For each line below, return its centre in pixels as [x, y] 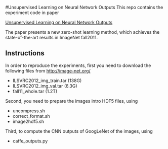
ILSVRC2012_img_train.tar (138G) [47, 81]
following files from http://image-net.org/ [48, 70]
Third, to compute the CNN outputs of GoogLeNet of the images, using [79, 131]
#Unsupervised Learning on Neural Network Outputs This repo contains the [84, 7]
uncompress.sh [29, 111]
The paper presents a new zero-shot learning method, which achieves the [82, 32]
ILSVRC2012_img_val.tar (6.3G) [45, 86]
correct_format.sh [31, 116]
